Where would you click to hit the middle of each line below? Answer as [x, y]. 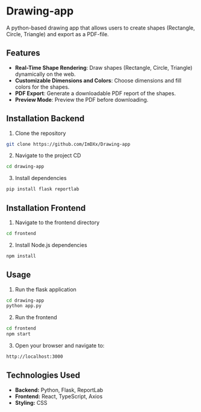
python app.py [24, 306]
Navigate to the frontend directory [57, 222]
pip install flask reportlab [43, 189]
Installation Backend [45, 119]
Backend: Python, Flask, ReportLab [59, 390]
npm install [21, 256]
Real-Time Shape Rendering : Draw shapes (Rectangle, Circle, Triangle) [104, 67]
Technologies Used [43, 376]
